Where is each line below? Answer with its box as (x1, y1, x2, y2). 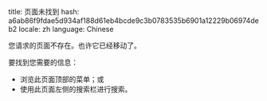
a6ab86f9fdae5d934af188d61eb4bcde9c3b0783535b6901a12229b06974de (8, 16, 259, 25)
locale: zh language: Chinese (18, 25, 114, 33)
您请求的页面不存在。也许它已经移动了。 (8, 41, 141, 50)
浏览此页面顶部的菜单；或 (19, 75, 104, 84)
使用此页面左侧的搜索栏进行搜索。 (19, 84, 132, 94)
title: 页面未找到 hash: (8, 7, 80, 16)
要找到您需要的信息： (8, 58, 78, 67)
